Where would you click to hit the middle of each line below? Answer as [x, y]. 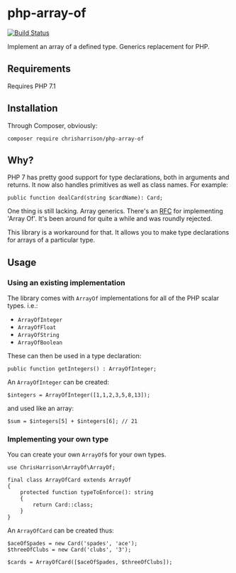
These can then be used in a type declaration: [74, 356]
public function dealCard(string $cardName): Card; [85, 198]
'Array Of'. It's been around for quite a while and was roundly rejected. [110, 219]
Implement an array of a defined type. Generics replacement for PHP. [109, 46]
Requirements [39, 69]
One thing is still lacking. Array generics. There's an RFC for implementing [115, 211]
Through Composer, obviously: [52, 125]
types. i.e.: [23, 306]
